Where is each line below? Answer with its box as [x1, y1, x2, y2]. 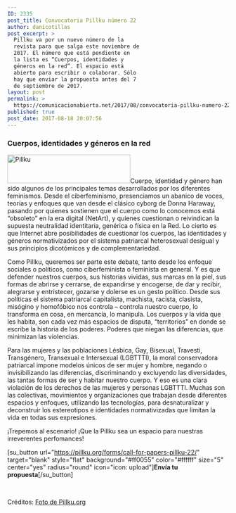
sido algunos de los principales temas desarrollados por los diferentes [7, 184, 211, 192]
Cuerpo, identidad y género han [130, 177, 223, 185]
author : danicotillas [7, 23, 71, 30]
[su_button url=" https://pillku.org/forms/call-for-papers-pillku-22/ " [7, 448, 200, 456]
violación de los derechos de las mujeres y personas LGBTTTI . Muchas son [7, 383, 225, 391]
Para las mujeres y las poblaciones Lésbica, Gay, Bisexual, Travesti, [7, 346, 202, 354]
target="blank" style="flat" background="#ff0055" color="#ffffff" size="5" [7, 455, 224, 464]
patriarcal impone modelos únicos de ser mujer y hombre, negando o [7, 360, 207, 369]
